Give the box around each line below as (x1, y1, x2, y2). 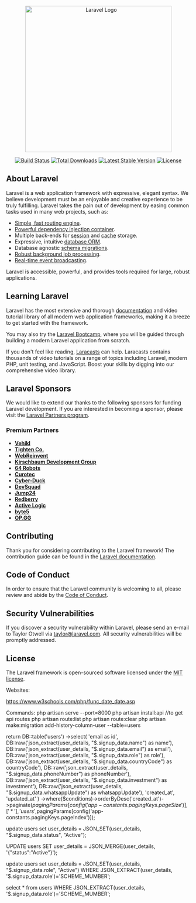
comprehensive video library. (6, 366, 77, 374)
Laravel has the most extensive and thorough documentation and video (6, 307, 178, 314)
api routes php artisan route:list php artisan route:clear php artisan (6, 715, 166, 722)
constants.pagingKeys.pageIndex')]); (6, 813, 95, 820)
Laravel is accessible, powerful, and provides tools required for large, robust (6, 268, 190, 275)
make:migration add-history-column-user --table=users (6, 722, 141, 729)
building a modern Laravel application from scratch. (6, 337, 130, 344)
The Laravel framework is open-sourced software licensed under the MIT (6, 669, 183, 676)
